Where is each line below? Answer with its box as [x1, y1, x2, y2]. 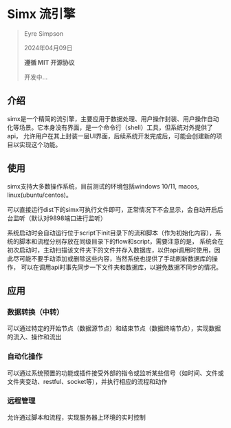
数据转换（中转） [7, 307, 64, 317]
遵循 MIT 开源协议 [23, 58, 75, 66]
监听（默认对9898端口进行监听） [12, 214, 107, 222]
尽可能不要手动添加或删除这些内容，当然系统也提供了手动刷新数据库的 [12, 254, 212, 262]
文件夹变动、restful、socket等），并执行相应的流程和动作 [7, 377, 168, 385]
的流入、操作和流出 [7, 333, 62, 341]
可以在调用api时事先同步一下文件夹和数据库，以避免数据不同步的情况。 [20, 263, 222, 271]
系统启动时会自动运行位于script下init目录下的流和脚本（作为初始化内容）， [7, 228, 215, 237]
